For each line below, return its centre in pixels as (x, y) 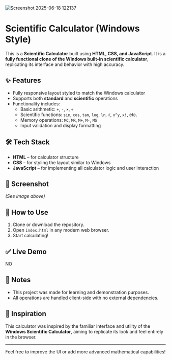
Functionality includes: (36, 104)
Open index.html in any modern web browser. (61, 230)
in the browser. (21, 337)
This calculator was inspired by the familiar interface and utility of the (78, 326)
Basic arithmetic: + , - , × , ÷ (47, 109)
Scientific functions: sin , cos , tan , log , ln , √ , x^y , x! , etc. (79, 115)
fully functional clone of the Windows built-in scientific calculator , (77, 59)
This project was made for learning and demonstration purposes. (81, 292)
